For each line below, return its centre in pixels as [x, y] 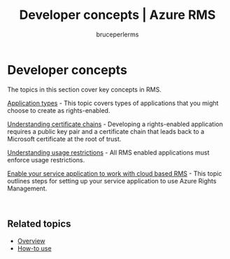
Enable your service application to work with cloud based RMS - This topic [115, 173]
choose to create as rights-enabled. [59, 110]
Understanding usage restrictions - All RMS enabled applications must [108, 152]
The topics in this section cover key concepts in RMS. [85, 89]
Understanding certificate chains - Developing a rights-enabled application [115, 124]
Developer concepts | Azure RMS [117, 15]
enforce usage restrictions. [46, 160]
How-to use [34, 248]
